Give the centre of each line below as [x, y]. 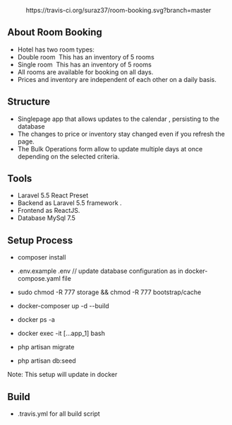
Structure [29, 102]
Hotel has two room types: [56, 50]
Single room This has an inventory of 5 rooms [84, 64]
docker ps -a [36, 320]
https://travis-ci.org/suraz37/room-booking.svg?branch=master [118, 10]
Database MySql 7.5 [47, 218]
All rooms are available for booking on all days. [85, 72]
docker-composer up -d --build [63, 306]
